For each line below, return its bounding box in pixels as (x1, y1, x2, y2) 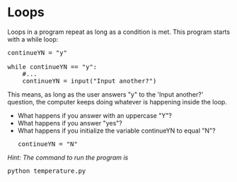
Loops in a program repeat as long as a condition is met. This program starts (7, 28, 231, 36)
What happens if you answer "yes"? (17, 119, 122, 127)
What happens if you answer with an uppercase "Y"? (17, 111, 172, 120)
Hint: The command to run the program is (7, 153, 129, 162)
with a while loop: (7, 35, 59, 43)
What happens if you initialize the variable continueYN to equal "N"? (17, 126, 216, 135)
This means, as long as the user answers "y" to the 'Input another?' (7, 90, 204, 99)
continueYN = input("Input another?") (22, 77, 157, 85)
